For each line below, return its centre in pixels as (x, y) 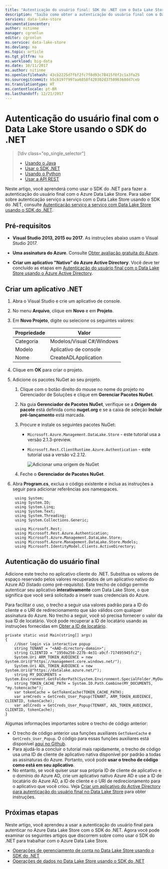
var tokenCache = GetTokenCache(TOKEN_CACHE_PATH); (69, 692)
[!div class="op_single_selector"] (51, 154)
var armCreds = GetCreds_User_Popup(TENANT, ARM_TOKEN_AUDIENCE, (84, 696)
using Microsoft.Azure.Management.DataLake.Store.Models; (76, 542)
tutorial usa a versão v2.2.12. (57, 455)
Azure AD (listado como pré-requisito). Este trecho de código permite (77, 584)
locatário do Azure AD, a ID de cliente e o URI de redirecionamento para (86, 781)
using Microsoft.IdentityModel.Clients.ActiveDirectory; (75, 546)
